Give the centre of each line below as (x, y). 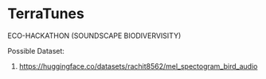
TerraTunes (46, 14)
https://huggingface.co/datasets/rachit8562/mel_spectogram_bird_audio (138, 66)
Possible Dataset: (36, 51)
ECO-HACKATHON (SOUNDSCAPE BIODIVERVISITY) (94, 36)
